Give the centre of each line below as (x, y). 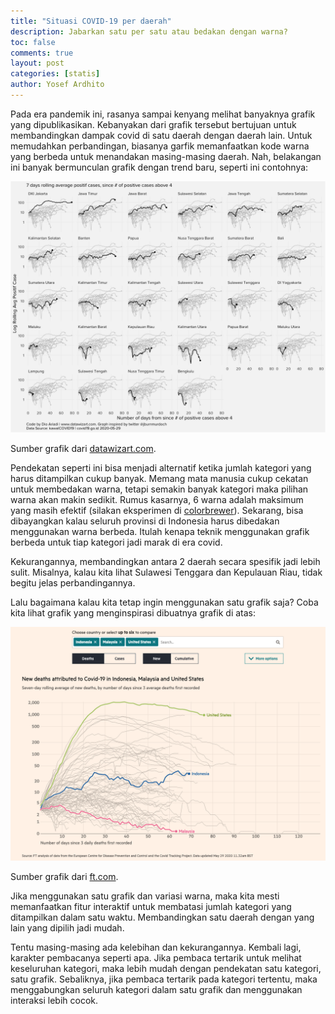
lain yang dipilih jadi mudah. (67, 927)
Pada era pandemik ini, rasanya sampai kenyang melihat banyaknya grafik (163, 114)
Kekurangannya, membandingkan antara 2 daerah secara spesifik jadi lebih (165, 562)
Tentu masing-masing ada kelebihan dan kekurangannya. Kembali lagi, (156, 947)
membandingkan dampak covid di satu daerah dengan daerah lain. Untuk (161, 135)
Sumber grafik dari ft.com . (64, 876)
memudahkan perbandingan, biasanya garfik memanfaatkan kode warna (160, 146)
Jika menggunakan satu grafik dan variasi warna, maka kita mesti (145, 896)
